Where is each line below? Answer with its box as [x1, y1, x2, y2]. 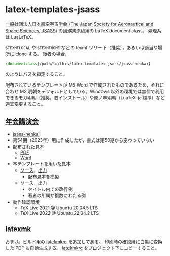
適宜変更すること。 [5, 101, 46, 107]
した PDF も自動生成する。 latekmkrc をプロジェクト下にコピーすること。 [5, 245, 160, 251]
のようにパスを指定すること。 [5, 71, 67, 77]
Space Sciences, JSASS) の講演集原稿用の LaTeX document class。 [5, 27, 147, 34]
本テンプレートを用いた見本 [12, 160, 71, 166]
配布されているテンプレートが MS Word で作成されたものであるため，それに [5, 81, 164, 88]
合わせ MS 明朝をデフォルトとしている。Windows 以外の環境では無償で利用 [5, 88, 164, 94]
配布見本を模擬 [27, 173, 59, 179]
